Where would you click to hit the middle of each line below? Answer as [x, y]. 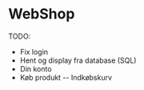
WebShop [42, 14]
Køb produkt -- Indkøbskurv [66, 77]
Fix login [34, 51]
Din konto [36, 68]
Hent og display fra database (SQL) [78, 60]
